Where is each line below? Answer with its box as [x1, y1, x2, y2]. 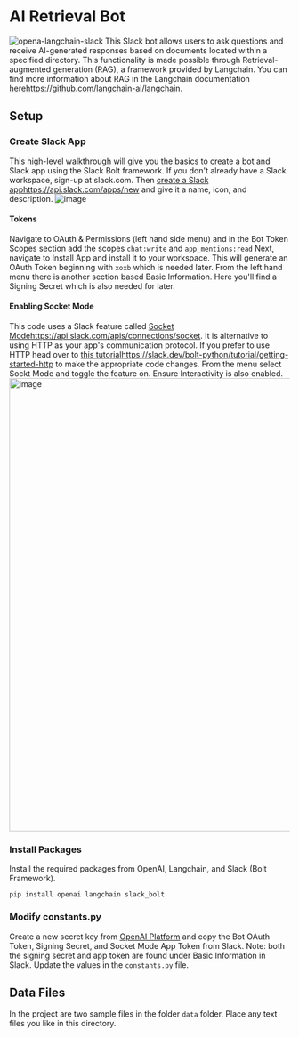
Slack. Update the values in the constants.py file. [9, 959, 190, 970]
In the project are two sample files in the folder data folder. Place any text [9, 1009, 278, 1019]
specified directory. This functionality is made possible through [9, 54, 241, 65]
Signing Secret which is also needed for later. [9, 280, 175, 291]
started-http [9, 358, 54, 370]
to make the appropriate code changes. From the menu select [54, 358, 282, 370]
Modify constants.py [9, 911, 102, 923]
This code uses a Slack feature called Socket [9, 321, 174, 332]
